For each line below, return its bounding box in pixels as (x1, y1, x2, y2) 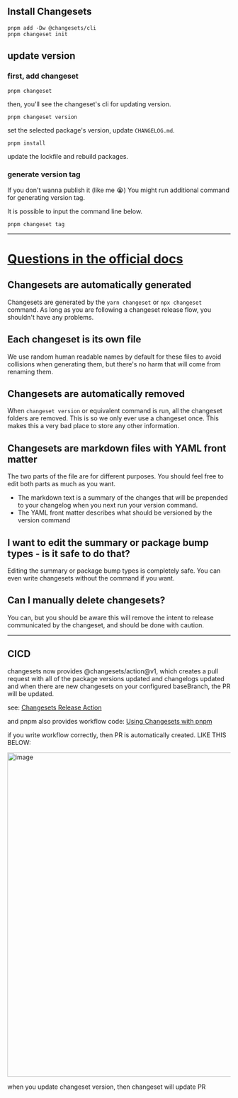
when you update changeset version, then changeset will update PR (7, 1082, 206, 1091)
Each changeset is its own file (7, 333, 142, 346)
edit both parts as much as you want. (7, 480, 115, 488)
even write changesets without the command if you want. (7, 574, 175, 583)
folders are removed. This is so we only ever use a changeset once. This (7, 414, 220, 422)
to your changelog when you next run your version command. (17, 501, 198, 510)
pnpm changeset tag (7, 220, 65, 228)
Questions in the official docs (7, 251, 183, 267)
